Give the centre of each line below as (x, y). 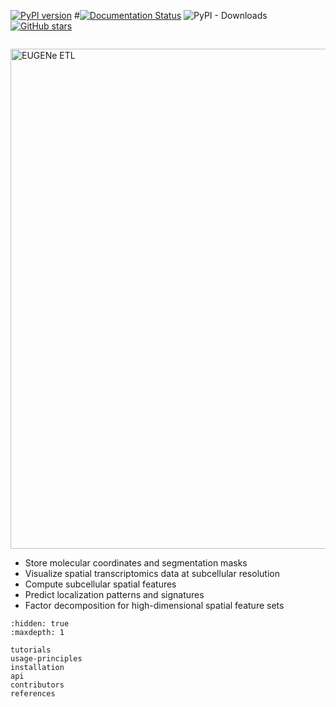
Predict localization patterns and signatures (114, 594)
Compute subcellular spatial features (100, 584)
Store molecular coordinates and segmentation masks (136, 563)
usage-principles (46, 659)
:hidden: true (40, 624)
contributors (37, 685)
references (33, 694)
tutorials (31, 650)
